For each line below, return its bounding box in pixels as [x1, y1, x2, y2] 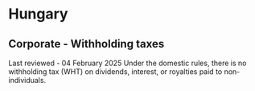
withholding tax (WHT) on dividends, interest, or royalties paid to [8, 67, 223, 77]
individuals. [8, 76, 47, 85]
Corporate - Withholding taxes [8, 37, 165, 51]
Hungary [8, 5, 68, 23]
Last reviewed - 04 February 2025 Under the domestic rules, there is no [8, 58, 247, 68]
